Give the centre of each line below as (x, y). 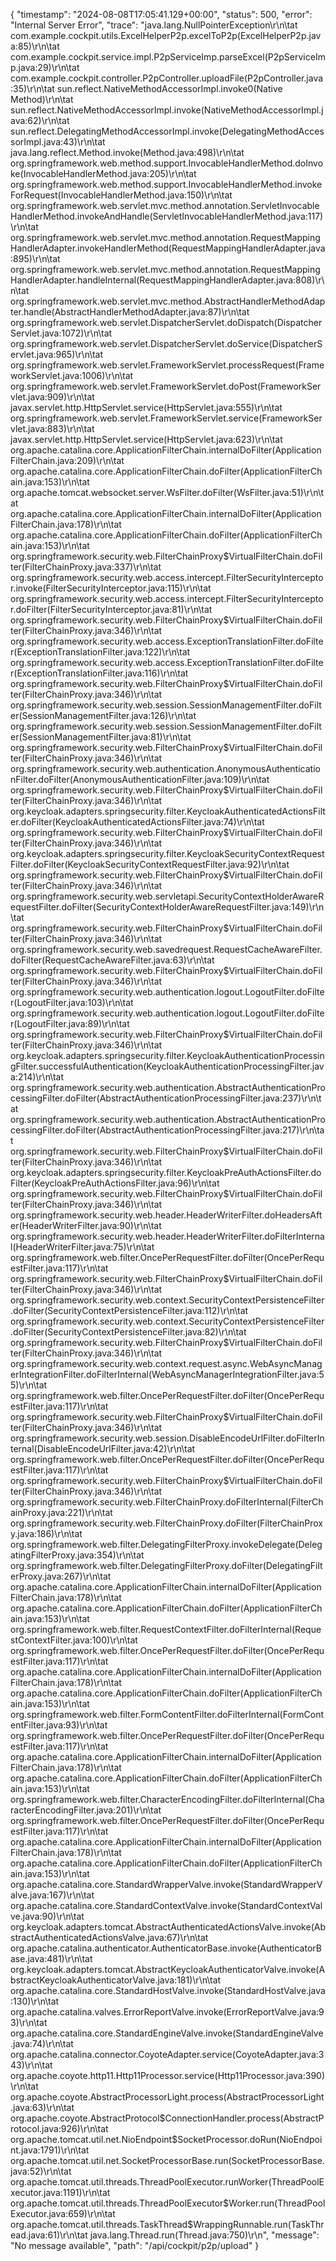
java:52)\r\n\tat (41, 2171)
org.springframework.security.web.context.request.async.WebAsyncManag (166, 1363)
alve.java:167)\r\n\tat (52, 1895)
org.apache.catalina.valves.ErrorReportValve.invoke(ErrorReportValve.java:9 (167, 2012)
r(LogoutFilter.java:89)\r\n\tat (70, 1023)
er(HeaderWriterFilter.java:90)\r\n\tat (86, 1225)
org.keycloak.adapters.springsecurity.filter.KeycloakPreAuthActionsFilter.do (166, 1172)
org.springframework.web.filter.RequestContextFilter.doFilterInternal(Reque (166, 1629)
